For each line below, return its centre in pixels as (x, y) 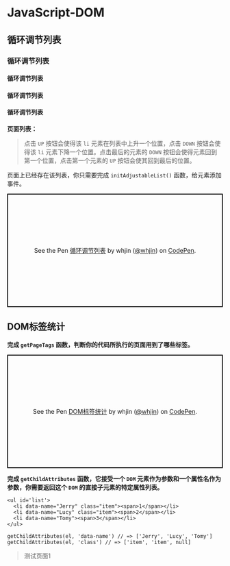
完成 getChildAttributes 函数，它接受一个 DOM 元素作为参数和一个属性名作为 (114, 478)
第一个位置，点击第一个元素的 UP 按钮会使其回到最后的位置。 (110, 160)
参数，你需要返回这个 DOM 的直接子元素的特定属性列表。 (85, 487)
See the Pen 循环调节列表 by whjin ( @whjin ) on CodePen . (115, 251)
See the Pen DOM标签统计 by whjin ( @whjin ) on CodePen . (115, 412)
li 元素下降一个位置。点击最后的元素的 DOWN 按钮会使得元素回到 (127, 151)
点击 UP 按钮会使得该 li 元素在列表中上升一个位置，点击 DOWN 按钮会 (119, 143)
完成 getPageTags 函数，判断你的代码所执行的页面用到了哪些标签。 (100, 345)
